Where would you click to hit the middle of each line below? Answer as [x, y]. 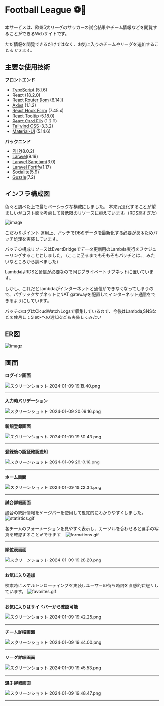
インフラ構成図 [28, 194]
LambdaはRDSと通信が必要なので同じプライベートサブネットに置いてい [77, 272]
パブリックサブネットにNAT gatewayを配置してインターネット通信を [82, 294]
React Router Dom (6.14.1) [38, 100]
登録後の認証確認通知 [26, 452]
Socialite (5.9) [25, 172]
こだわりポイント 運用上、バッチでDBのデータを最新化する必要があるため [79, 232]
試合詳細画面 [18, 503]
